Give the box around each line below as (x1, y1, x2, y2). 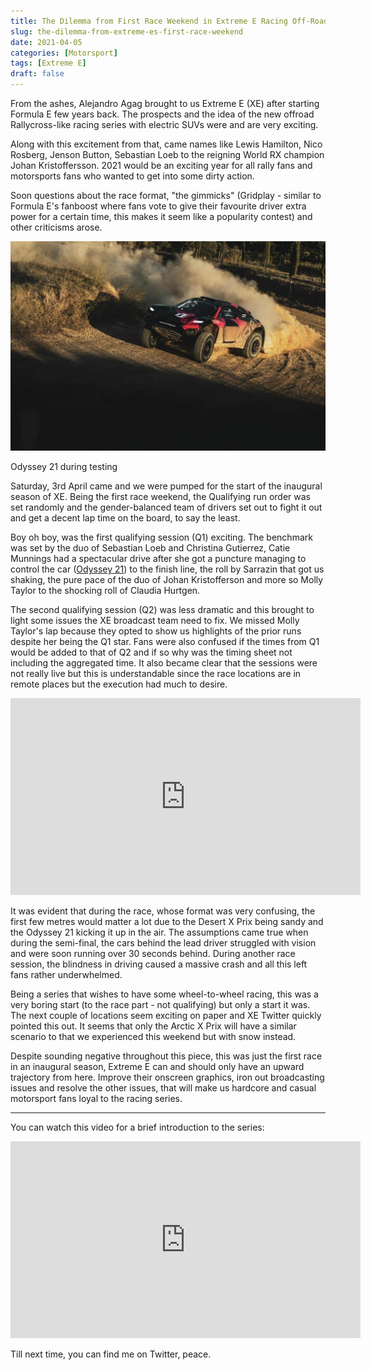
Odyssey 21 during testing (10, 461, 118, 473)
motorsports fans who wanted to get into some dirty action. (10, 170, 255, 182)
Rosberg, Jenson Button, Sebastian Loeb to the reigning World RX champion (10, 149, 325, 160)
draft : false (10, 69, 65, 79)
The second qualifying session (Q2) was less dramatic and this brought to (10, 604, 315, 616)
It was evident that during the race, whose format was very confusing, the (10, 905, 316, 917)
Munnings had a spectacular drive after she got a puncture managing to (10, 553, 307, 565)
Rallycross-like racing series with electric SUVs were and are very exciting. (10, 119, 319, 130)
